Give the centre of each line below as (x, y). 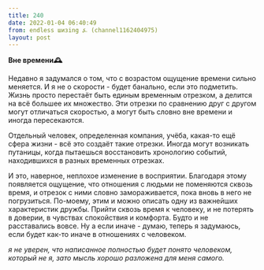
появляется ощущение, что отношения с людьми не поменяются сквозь (131, 184)
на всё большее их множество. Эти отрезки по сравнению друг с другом (132, 104)
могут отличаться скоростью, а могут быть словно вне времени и (120, 112)
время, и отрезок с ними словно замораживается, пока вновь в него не (130, 193)
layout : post (30, 37)
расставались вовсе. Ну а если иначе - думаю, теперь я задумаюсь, (125, 226)
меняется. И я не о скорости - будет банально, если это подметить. (123, 87)
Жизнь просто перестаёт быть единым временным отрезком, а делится (130, 95)
